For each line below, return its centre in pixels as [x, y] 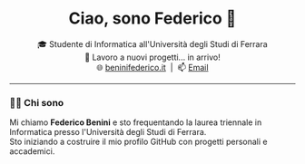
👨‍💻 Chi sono [37, 102]
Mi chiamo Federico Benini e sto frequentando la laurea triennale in [136, 122]
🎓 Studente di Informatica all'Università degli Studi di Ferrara [152, 43]
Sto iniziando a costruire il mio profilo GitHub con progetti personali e [138, 142]
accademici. [32, 151]
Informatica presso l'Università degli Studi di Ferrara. [108, 132]
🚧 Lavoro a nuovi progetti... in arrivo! [152, 57]
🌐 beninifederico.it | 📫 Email [152, 67]
